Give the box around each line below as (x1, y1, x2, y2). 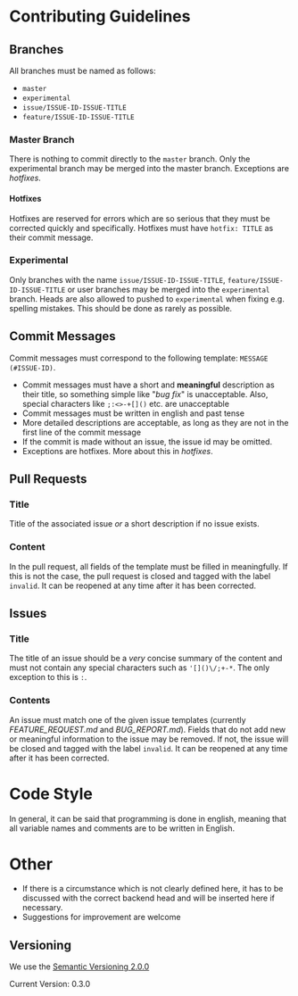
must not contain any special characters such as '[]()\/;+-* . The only (9, 662, 270, 673)
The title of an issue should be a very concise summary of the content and (9, 653, 283, 664)
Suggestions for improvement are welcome (21, 912, 181, 923)
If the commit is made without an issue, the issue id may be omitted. (21, 436, 273, 447)
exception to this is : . (9, 672, 87, 683)
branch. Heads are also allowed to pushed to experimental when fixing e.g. (9, 293, 286, 304)
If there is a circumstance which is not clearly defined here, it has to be (21, 884, 284, 894)
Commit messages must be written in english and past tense (21, 408, 245, 419)
